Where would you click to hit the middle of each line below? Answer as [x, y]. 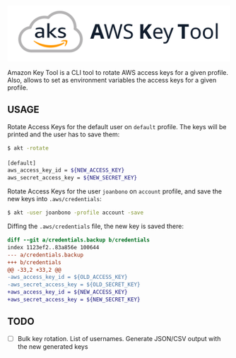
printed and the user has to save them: [64, 134]
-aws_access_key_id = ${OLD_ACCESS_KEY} [68, 278]
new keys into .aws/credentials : [55, 199]
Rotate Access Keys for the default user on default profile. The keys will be [117, 126]
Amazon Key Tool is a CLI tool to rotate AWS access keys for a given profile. [118, 72]
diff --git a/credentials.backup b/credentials [79, 240]
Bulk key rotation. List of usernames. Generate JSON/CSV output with [119, 338]
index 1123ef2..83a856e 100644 [53, 247]
